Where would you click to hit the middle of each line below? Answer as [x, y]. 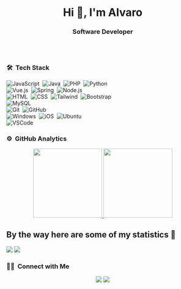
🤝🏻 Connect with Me [38, 266]
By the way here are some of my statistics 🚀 [91, 235]
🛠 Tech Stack [28, 68]
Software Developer [103, 32]
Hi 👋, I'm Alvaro [103, 13]
